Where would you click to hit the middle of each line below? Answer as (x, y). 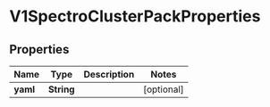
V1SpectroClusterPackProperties (135, 16)
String (61, 89)
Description (109, 74)
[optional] (164, 89)
